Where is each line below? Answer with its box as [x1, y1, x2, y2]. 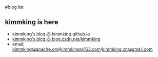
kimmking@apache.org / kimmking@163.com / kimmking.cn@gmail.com [12, 46, 153, 52]
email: [12, 41, 24, 47]
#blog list [5, 4, 24, 10]
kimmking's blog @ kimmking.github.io [12, 31, 90, 37]
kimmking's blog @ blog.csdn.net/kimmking [12, 36, 101, 42]
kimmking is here [5, 18, 59, 26]
